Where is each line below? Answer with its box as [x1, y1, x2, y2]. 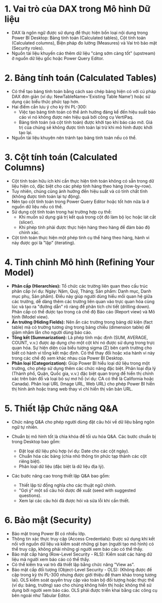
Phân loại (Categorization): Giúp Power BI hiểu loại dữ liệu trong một [11, 360, 150, 366]
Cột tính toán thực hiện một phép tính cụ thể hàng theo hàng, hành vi [11, 234, 150, 240]
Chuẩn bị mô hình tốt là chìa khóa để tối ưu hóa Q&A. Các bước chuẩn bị [11, 433, 156, 439]
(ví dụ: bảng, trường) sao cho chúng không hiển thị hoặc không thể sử [11, 582, 152, 588]
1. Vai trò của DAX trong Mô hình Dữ [4, 3, 151, 15]
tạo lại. [18, 129, 32, 135]
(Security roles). [11, 45, 44, 51]
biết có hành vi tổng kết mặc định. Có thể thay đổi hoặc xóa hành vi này [11, 350, 155, 356]
